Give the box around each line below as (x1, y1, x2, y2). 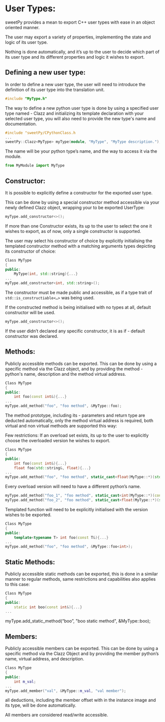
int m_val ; (14, 679, 36, 684)
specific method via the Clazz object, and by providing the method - (5, 365, 143, 372)
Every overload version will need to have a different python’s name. (5, 484, 141, 490)
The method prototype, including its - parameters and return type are (5, 412, 145, 418)
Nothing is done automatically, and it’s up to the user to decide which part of (5, 49, 160, 55)
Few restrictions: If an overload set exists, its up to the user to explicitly (5, 432, 149, 438)
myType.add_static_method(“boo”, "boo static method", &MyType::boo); (5, 618, 151, 624)
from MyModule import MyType (5, 163, 65, 168)
